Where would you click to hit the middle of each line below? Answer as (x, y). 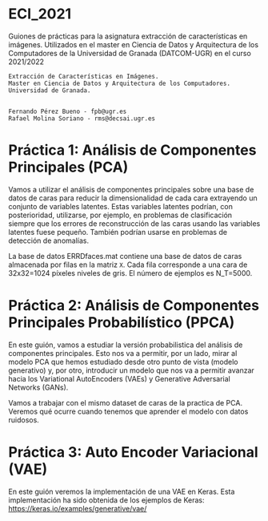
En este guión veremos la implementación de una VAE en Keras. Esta (122, 491)
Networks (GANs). (38, 387)
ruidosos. (24, 420)
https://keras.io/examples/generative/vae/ (78, 508)
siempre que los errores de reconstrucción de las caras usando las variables (134, 223)
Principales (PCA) (68, 167)
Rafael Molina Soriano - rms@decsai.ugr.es (82, 118)
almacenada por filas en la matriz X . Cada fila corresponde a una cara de (128, 265)
